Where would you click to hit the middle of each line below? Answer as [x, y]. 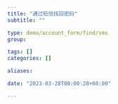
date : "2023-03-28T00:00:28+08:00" [59, 84]
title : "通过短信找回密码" [42, 14]
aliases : [20, 71]
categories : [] [29, 59]
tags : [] [20, 52]
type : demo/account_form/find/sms [58, 33]
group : [17, 39]
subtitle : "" [26, 20]
